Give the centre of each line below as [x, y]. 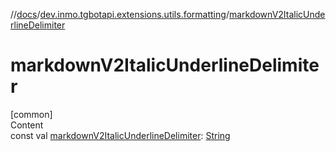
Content [27, 125]
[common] [31, 114]
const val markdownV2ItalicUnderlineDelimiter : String [120, 135]
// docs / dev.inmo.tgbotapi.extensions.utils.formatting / [120, 14]
